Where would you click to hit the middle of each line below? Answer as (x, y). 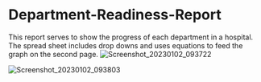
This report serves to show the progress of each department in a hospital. (131, 37)
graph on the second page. (54, 54)
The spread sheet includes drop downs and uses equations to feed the (126, 45)
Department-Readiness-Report (115, 15)
